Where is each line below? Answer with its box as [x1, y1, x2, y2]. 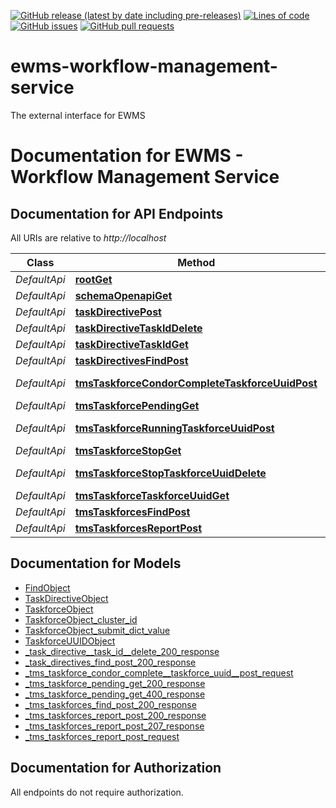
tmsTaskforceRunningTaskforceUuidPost [74, 421, 275, 435]
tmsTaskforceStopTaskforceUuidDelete [74, 466, 267, 480]
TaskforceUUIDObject [24, 635, 116, 647]
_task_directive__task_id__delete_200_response [24, 645, 220, 657]
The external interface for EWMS [10, 109, 146, 121]
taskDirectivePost [74, 305, 162, 319]
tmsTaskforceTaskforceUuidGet [74, 488, 230, 502]
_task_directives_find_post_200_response [24, 656, 197, 668]
